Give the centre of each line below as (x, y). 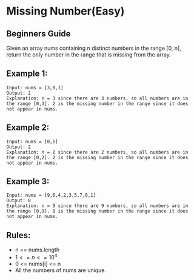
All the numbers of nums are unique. (60, 270)
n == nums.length (37, 250)
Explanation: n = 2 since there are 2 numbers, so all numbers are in (97, 152)
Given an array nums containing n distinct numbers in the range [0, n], (94, 48)
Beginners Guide (38, 34)
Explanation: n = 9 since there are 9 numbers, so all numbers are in (97, 206)
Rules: (18, 235)
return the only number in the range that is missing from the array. (89, 55)
